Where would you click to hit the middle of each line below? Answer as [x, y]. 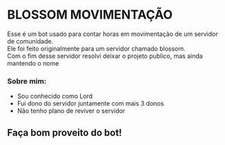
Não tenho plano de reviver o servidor [71, 111]
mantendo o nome [33, 63]
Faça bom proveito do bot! [65, 132]
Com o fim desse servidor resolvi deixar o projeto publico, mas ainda [105, 56]
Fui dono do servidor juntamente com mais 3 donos [90, 104]
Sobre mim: [27, 81]
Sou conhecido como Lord [55, 96]
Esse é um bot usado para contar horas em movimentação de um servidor [113, 34]
